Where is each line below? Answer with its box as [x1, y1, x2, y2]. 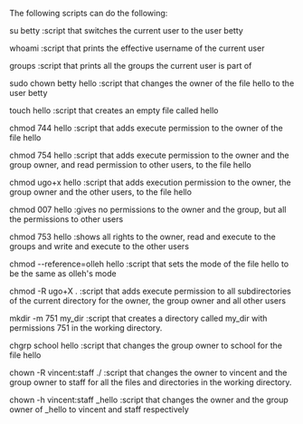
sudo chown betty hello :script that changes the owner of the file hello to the [9, 78, 295, 89]
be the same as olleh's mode [9, 268, 117, 279]
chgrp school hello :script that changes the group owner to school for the [9, 340, 283, 351]
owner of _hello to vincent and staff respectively [9, 404, 190, 415]
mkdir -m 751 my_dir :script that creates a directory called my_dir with [9, 313, 268, 323]
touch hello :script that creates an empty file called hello [9, 105, 219, 116]
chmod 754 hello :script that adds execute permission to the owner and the [9, 149, 289, 160]
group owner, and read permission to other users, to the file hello [9, 159, 251, 170]
